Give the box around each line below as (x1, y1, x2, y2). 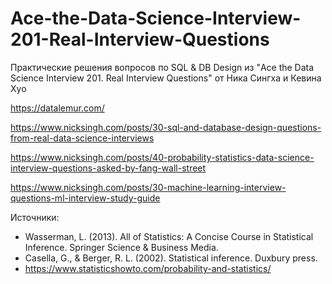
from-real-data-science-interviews (10, 132, 155, 144)
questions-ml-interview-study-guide (10, 192, 161, 204)
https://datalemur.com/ (10, 102, 105, 114)
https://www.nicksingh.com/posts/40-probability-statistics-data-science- (10, 151, 315, 163)
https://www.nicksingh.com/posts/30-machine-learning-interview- (10, 181, 287, 193)
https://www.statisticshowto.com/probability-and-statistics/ (24, 262, 272, 274)
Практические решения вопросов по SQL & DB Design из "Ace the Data (10, 61, 315, 73)
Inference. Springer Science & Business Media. (24, 241, 219, 253)
